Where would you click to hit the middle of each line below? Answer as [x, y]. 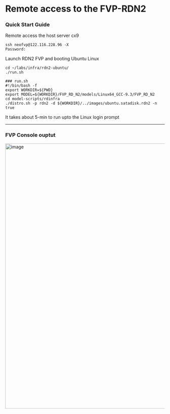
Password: [16, 49]
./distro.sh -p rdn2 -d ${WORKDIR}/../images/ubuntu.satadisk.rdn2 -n [81, 103]
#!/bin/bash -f [21, 86]
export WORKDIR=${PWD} [29, 90]
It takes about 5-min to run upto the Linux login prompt [62, 117]
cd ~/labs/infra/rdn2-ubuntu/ [37, 68]
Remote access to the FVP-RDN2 [76, 9]
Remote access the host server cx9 [42, 35]
